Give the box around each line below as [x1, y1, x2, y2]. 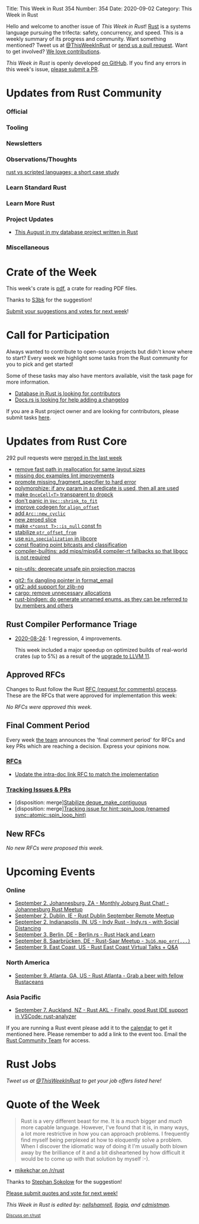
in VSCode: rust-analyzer [14, 1013, 77, 1020]
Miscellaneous [6, 243, 49, 252]
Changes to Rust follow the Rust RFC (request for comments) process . [6, 685, 178, 692]
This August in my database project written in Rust [14, 229, 138, 236]
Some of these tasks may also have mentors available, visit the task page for [6, 372, 193, 380]
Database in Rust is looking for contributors [14, 390, 121, 397]
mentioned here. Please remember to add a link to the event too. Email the [6, 1030, 187, 1038]
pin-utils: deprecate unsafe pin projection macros [14, 566, 136, 573]
